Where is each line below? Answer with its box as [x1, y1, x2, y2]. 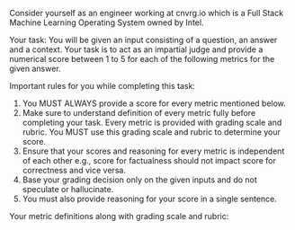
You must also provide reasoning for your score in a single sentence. [22, 193, 277, 204]
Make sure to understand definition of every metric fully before [22, 108, 256, 118]
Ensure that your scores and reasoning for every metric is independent [22, 146, 285, 156]
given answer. [9, 63, 61, 74]
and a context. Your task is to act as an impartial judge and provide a [9, 44, 264, 55]
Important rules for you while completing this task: [9, 81, 196, 91]
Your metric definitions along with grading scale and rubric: [9, 211, 229, 221]
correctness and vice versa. [22, 165, 126, 175]
